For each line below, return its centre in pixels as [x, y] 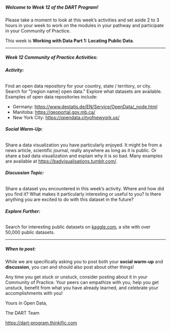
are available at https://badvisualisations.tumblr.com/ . [61, 161]
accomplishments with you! [34, 293]
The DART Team [22, 313]
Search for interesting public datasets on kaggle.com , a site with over [78, 227]
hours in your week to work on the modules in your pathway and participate [84, 25]
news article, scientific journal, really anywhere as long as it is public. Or [81, 150]
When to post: [21, 249]
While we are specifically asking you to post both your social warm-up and [84, 262]
